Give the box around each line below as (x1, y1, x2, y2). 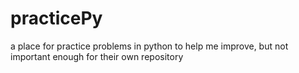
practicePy (10, 7, 103, 30)
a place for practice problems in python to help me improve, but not (10, 40, 289, 52)
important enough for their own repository (10, 50, 184, 62)
